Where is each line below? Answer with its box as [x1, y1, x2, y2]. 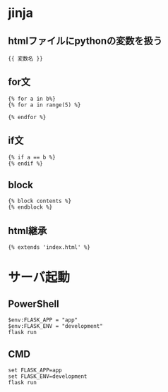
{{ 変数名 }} [8, 55, 43, 62]
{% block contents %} [8, 197, 72, 205]
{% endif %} [8, 160, 43, 167]
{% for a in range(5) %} [8, 101, 81, 109]
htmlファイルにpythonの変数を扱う [8, 35, 163, 47]
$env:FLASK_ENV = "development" [8, 323, 103, 330]
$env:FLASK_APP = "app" [8, 317, 78, 324]
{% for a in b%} [8, 95, 56, 102]
